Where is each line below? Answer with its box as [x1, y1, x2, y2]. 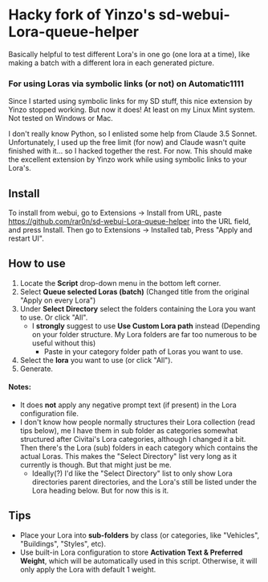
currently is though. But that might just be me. [19, 460, 172, 470]
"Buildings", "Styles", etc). [19, 539, 107, 548]
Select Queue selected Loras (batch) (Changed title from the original [19, 287, 250, 296]
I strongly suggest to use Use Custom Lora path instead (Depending [31, 320, 261, 331]
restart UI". [8, 233, 44, 243]
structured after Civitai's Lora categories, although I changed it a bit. [19, 435, 246, 444]
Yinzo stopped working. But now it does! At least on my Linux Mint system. [8, 105, 255, 114]
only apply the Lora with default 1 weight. [19, 564, 156, 574]
